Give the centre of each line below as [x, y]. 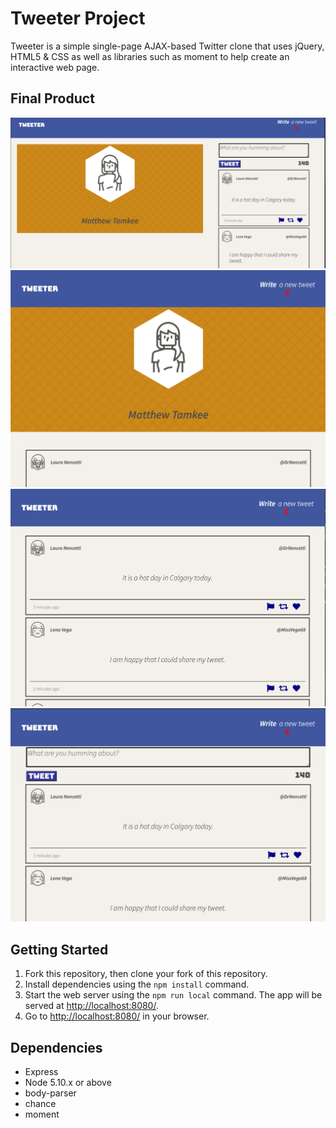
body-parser [50, 1093]
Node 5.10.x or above [68, 1082]
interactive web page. [55, 67]
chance [40, 1103]
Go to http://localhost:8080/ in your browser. [117, 1016]
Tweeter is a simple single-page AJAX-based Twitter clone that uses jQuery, [167, 46]
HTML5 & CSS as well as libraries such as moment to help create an [150, 56]
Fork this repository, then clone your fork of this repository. [146, 974]
